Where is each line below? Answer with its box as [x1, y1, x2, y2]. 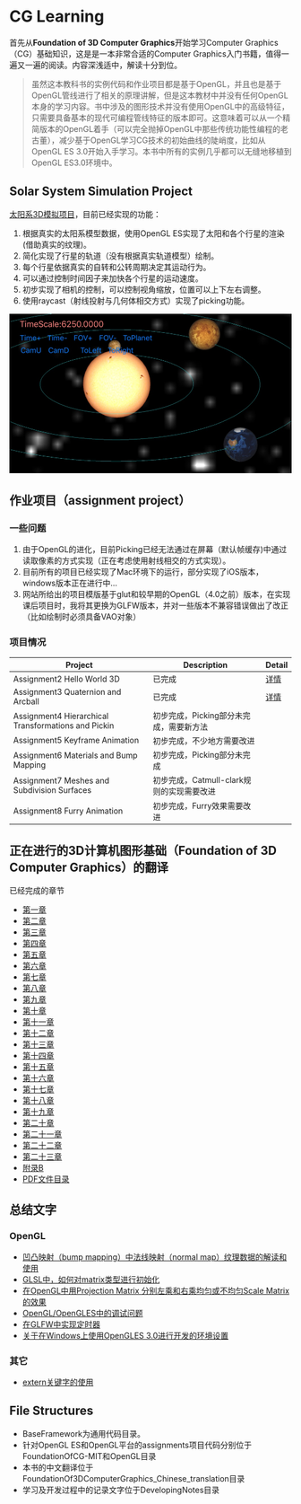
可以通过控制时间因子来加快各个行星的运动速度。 [21, 272, 203, 284]
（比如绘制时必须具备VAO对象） [21, 611, 142, 622]
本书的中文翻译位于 [21, 1462, 94, 1473]
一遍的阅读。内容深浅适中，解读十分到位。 [24, 59, 182, 70]
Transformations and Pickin [13, 720, 115, 731]
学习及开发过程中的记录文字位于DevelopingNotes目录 [21, 1484, 220, 1495]
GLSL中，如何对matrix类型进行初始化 [21, 1273, 160, 1285]
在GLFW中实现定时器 [21, 1318, 101, 1330]
